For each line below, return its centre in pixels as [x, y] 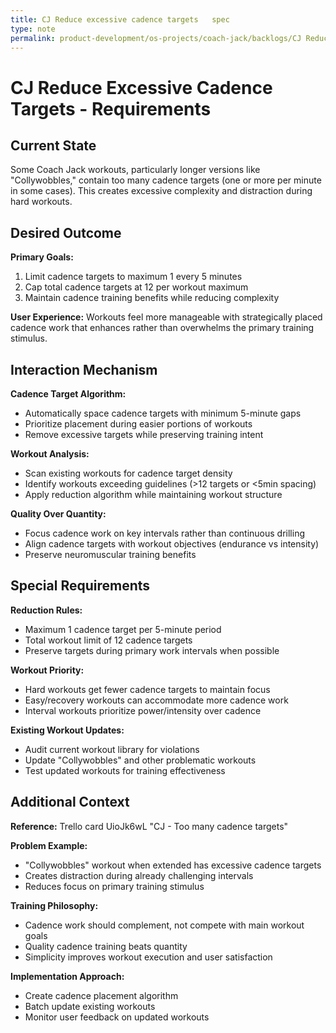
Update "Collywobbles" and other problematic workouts [140, 760]
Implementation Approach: [67, 976]
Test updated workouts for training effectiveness [125, 770]
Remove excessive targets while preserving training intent [144, 434]
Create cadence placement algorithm [101, 995]
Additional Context [70, 802]
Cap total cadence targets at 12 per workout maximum [136, 287]
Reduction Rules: [46, 610]
